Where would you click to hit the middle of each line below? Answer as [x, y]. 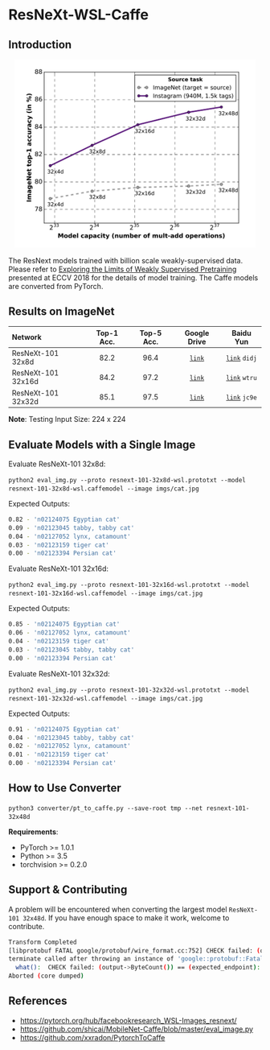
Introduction [40, 45]
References [38, 1001]
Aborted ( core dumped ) [46, 976]
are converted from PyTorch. [56, 286]
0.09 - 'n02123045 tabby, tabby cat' [72, 528]
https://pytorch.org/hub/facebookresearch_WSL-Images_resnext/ [128, 1020]
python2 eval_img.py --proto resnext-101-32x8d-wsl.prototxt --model [127, 480]
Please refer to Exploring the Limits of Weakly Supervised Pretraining [123, 269]
